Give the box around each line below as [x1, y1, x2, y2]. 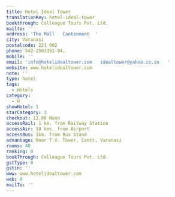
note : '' [6, 70, 28, 76]
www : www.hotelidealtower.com [6, 171, 82, 177]
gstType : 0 [6, 160, 34, 166]
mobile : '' [6, 53, 34, 59]
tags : [6, 82, 20, 88]
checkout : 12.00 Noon [6, 115, 61, 121]
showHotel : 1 [6, 103, 39, 110]
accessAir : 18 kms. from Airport [6, 126, 90, 132]
